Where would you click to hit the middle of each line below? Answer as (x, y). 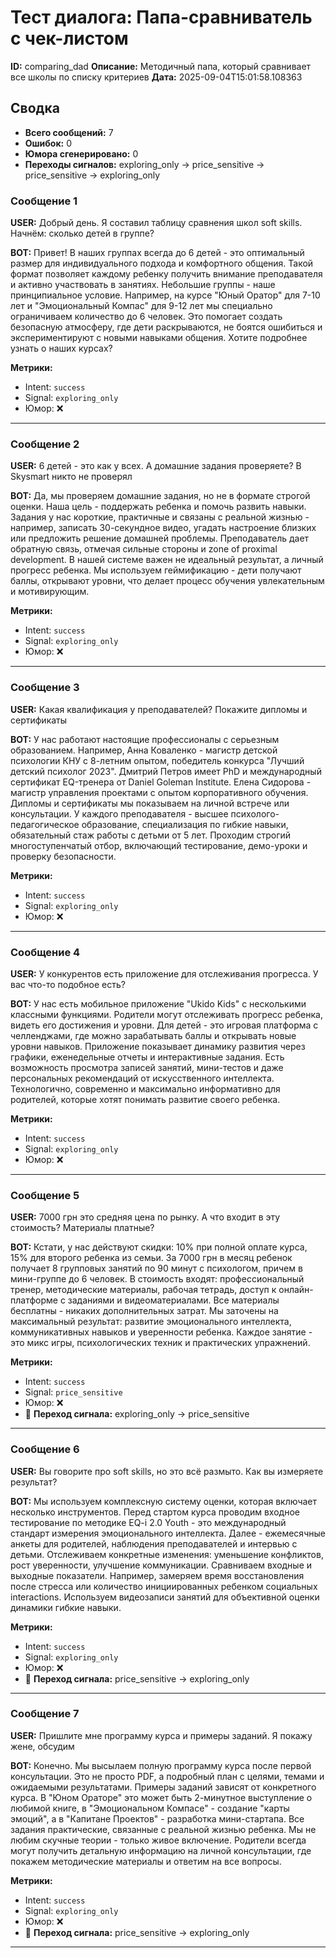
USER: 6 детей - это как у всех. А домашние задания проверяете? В (156, 466)
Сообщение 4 (45, 952)
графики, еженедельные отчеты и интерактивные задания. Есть (147, 1057)
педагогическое (45, 824)
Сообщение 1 (44, 201)
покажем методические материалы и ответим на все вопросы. (146, 1861)
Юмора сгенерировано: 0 (81, 153)
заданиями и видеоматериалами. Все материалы (173, 1300)
